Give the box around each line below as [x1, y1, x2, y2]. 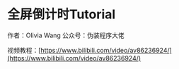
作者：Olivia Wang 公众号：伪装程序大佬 [7, 31, 125, 39]
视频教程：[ [7, 46, 41, 54]
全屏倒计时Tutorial [7, 6, 116, 23]
